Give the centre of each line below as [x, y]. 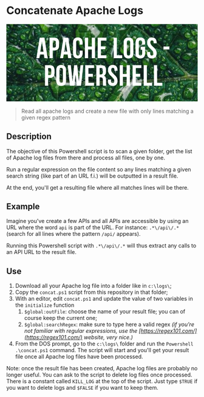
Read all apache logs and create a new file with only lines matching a [107, 111]
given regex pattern [46, 117]
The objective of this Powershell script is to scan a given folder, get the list [99, 151]
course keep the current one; [60, 318]
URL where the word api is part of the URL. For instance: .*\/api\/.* [93, 227]
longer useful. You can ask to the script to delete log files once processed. [99, 375]
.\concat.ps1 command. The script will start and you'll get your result [102, 350]
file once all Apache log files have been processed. [79, 357]
